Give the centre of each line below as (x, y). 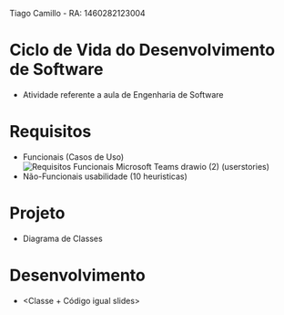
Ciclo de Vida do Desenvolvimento (142, 50)
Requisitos (51, 132)
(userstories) (246, 166)
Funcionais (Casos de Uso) (73, 157)
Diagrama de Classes (62, 238)
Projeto (37, 213)
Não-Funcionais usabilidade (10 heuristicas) (105, 176)
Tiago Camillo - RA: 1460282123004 (77, 13)
